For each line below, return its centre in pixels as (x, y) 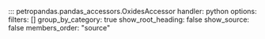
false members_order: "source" (59, 28)
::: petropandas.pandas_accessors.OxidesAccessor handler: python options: (132, 11)
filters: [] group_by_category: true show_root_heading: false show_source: (129, 19)
